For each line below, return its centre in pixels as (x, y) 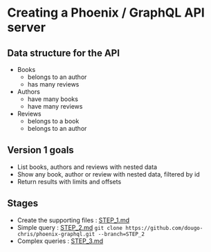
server (27, 27)
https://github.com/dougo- (164, 228)
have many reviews (55, 106)
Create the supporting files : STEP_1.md (73, 220)
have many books (53, 99)
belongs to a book (53, 121)
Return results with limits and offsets (69, 181)
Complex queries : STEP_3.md (60, 241)
